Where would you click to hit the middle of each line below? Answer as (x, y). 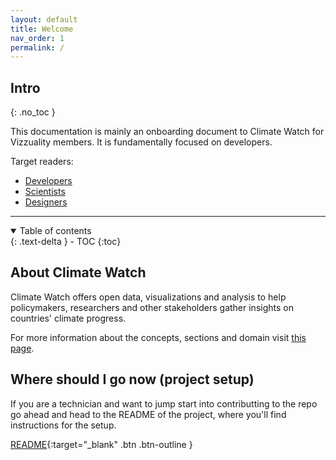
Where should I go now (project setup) (132, 379)
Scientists (45, 192)
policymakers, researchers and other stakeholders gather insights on (152, 307)
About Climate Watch (78, 272)
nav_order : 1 (37, 38)
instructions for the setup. (63, 425)
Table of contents (55, 231)
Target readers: (42, 162)
